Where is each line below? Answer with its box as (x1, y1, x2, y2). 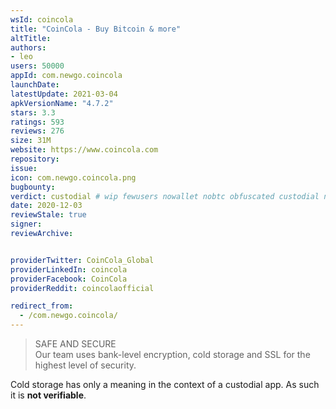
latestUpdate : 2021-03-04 (10, 89, 118, 99)
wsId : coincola (10, 14, 74, 25)
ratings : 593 (10, 117, 65, 127)
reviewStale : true (10, 210, 87, 220)
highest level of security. (34, 359, 137, 371)
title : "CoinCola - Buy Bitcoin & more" (10, 24, 182, 34)
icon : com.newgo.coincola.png (10, 172, 137, 183)
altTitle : (10, 33, 52, 43)
